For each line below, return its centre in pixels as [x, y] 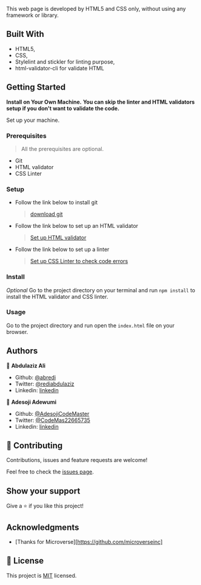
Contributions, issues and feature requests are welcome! [77, 460]
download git [46, 214]
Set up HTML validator [58, 238]
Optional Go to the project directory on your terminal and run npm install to [101, 290]
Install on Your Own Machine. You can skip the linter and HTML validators [100, 102]
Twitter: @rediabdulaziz [44, 384]
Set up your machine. [33, 120]
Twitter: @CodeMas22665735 [53, 420]
